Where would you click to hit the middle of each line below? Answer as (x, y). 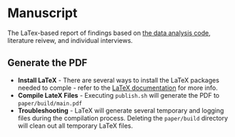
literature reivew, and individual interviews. (70, 40)
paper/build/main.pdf (50, 103)
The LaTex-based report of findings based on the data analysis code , (109, 33)
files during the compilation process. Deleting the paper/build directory (123, 118)
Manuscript (42, 13)
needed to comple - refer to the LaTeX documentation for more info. (117, 88)
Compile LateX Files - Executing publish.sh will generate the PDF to (119, 95)
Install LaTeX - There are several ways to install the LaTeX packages (119, 80)
